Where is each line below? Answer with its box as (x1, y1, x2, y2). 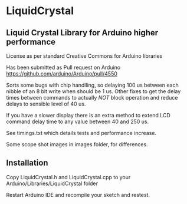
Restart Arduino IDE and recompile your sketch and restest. (6, 191, 150, 198)
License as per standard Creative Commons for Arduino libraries (6, 52, 163, 60)
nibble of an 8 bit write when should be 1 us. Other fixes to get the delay (6, 88, 181, 95)
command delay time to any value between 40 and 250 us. (6, 118, 149, 125)
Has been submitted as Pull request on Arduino (6, 64, 121, 71)
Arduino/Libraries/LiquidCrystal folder (6, 180, 99, 187)
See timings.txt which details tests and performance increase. (6, 130, 157, 136)
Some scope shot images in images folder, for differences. (6, 141, 149, 148)
